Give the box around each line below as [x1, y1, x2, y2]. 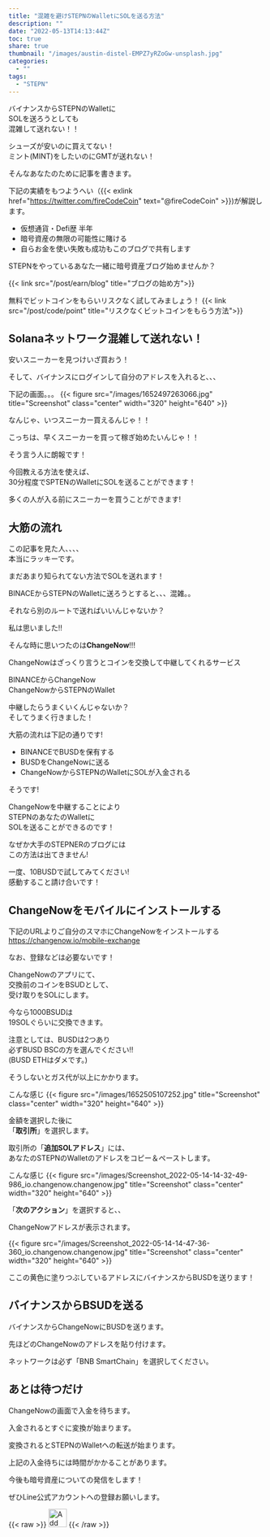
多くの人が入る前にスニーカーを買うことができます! [8, 494, 182, 504]
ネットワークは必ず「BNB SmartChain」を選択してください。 [8, 1356, 213, 1366]
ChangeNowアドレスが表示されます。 [8, 1221, 135, 1232]
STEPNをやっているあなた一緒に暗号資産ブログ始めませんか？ [8, 261, 216, 271]
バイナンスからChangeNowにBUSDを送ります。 [8, 1321, 169, 1331]
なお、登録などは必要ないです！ [8, 952, 115, 962]
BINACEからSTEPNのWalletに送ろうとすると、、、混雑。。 [8, 589, 195, 599]
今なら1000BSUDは [8, 1007, 73, 1017]
